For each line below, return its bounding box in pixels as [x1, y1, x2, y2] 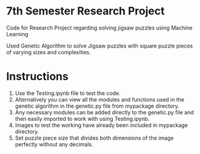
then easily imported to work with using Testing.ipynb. [14, 115, 150, 122]
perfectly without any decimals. [14, 140, 93, 148]
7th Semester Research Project [6, 4, 165, 18]
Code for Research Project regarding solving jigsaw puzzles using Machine [6, 24, 193, 31]
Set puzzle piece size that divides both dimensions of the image [14, 134, 174, 141]
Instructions [6, 70, 69, 84]
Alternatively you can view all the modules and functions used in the [14, 96, 185, 103]
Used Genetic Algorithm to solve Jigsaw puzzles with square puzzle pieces [6, 42, 193, 49]
